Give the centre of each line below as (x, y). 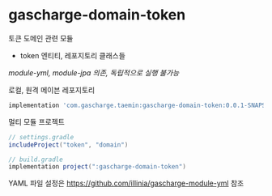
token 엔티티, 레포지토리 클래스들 (72, 55)
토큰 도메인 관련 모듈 (41, 38)
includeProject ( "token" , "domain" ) (68, 145)
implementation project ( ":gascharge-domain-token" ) (97, 167)
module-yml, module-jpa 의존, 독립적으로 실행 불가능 (94, 72)
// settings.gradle (41, 137)
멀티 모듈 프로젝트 (36, 121)
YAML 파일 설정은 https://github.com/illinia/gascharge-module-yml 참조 (126, 183)
